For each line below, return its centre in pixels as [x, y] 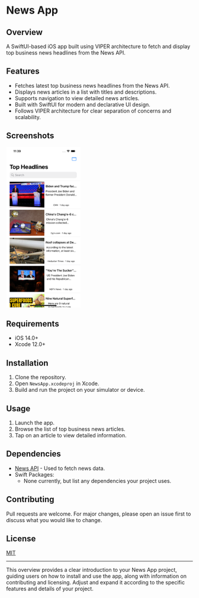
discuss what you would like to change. [54, 520]
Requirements [33, 324]
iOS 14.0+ [26, 338]
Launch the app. [35, 423]
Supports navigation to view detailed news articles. [77, 98]
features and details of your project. [50, 589]
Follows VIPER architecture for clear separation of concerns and [93, 111]
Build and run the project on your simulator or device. [80, 390]
